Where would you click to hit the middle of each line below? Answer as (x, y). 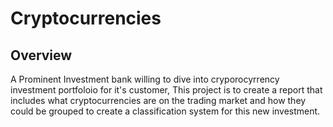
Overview (41, 55)
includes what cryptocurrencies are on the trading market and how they (158, 100)
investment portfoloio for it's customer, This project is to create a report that (166, 90)
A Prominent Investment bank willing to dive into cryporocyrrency (145, 79)
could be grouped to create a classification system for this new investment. (165, 111)
